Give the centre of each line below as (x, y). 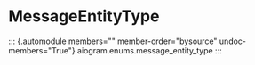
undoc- (232, 41)
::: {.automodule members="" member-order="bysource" (113, 41)
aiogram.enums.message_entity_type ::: (150, 50)
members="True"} (42, 50)
